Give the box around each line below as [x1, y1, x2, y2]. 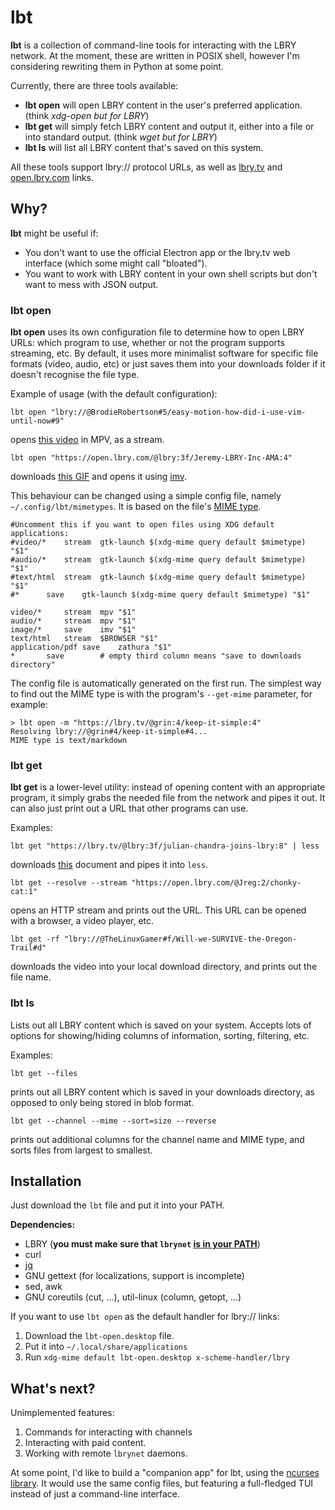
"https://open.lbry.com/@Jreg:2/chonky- [131, 878, 302, 888]
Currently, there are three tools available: [10, 79, 179, 91]
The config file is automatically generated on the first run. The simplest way [10, 677, 322, 690]
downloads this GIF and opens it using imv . [10, 471, 187, 483]
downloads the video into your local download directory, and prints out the [10, 961, 318, 973]
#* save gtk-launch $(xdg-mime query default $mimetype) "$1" [10, 590, 311, 600]
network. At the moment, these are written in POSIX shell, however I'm [10, 49, 300, 61]
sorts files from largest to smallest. [10, 1144, 153, 1156]
